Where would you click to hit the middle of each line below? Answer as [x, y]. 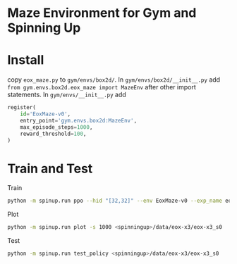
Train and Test [50, 169]
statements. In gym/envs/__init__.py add [67, 95]
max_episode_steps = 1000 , [56, 127]
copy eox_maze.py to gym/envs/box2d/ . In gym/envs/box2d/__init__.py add [114, 80]
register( [22, 108]
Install [26, 60]
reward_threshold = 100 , [53, 134]
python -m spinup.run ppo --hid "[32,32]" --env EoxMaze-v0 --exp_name [115, 201]
